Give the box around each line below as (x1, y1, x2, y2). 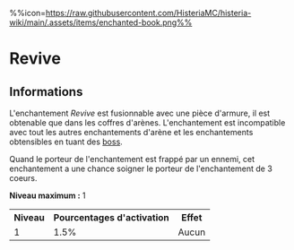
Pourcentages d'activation (53, 211, 170, 223)
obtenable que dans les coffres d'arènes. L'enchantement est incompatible (9, 117, 286, 128)
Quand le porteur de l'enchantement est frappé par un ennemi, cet (9, 154, 255, 164)
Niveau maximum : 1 (9, 190, 86, 201)
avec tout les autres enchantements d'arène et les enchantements (9, 127, 254, 137)
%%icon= (9, 8, 47, 18)
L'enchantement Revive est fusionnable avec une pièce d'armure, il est (9, 108, 271, 118)
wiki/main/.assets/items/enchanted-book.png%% (9, 17, 193, 28)
